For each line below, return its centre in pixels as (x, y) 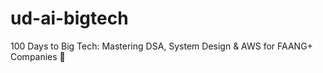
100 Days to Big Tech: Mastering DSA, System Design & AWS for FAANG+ (161, 46)
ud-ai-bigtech (69, 18)
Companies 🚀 (38, 56)
